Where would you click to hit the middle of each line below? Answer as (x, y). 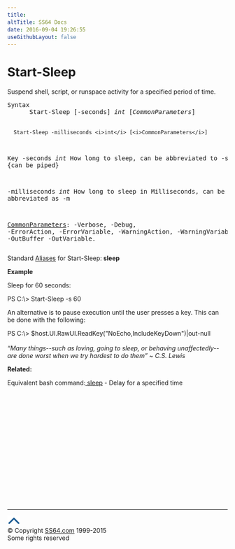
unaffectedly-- (198, 348)
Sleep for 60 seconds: (39, 285)
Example (20, 272)
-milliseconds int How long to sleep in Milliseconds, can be (116, 192)
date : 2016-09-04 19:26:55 (47, 29)
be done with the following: (47, 320)
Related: (20, 369)
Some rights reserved (38, 538)
